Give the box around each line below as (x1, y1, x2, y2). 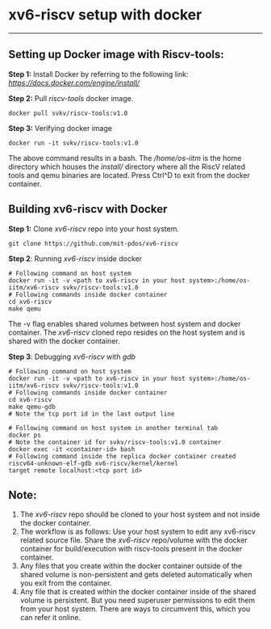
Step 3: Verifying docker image (8, 123, 113, 133)
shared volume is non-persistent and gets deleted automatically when (19, 570, 252, 580)
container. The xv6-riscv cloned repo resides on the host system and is (8, 327, 246, 337)
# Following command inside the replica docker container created (8, 452, 236, 460)
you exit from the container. (19, 578, 112, 588)
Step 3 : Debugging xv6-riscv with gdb (8, 352, 135, 361)
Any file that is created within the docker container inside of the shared (19, 587, 256, 597)
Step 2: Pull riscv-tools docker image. (8, 93, 134, 103)
